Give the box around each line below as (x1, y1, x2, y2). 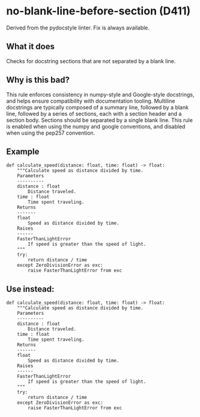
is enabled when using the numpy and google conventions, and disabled (6, 123, 186, 130)
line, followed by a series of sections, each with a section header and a (6, 110, 182, 117)
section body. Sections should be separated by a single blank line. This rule (6, 116, 193, 124)
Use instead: (6, 284, 55, 294)
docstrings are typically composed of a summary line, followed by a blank (6, 103, 189, 111)
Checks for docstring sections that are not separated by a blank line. (6, 57, 176, 64)
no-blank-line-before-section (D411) (6, 4, 191, 18)
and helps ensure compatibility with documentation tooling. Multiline (6, 97, 175, 105)
